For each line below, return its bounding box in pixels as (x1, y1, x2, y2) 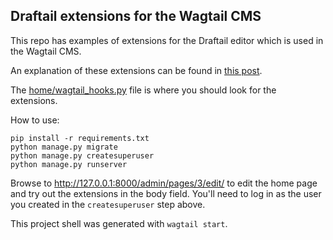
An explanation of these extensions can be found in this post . (10, 64, 263, 76)
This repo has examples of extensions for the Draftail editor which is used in (10, 34, 324, 46)
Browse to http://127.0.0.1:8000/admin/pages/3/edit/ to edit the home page (10, 177, 318, 189)
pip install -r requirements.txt (10, 133, 150, 143)
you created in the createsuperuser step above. (10, 198, 206, 210)
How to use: (10, 114, 60, 126)
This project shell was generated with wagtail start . (10, 217, 228, 229)
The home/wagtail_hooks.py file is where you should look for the (10, 84, 277, 96)
